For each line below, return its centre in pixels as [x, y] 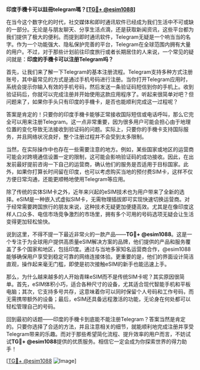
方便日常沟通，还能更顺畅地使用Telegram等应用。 [67, 179]
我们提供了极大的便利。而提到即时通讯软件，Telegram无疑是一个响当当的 [96, 37]
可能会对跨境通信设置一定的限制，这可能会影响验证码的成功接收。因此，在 [97, 157]
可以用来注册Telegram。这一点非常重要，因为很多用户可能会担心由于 [96, 122]
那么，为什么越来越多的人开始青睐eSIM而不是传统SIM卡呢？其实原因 [90, 277]
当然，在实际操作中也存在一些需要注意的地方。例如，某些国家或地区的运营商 [100, 149]
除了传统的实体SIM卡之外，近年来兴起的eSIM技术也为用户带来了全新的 [93, 192]
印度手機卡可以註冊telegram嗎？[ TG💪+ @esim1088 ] [71, 9]
